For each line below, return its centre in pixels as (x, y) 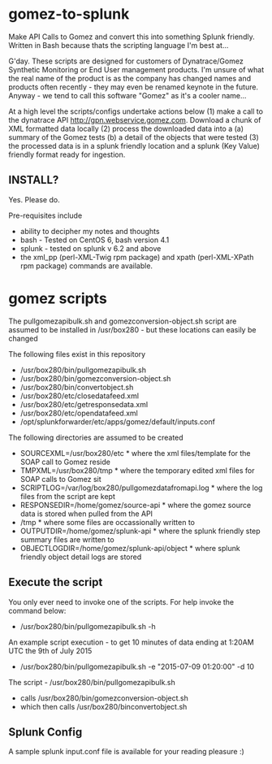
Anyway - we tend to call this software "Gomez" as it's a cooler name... (127, 95)
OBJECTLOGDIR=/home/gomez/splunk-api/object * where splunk (130, 548)
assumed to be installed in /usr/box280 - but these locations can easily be (132, 329)
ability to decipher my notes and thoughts (90, 231)
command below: (37, 610)
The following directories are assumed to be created (96, 437)
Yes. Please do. (34, 199)
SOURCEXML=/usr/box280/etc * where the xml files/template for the (135, 453)
